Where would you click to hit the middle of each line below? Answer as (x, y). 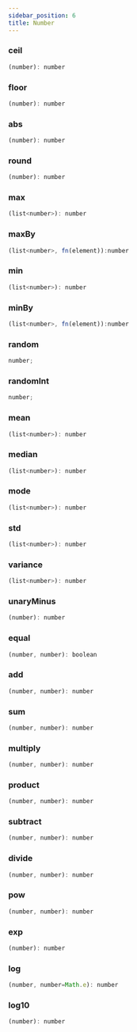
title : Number (32, 23)
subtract (25, 822)
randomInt (29, 381)
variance (26, 565)
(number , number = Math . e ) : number (63, 985)
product (24, 785)
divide (21, 859)
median (23, 455)
